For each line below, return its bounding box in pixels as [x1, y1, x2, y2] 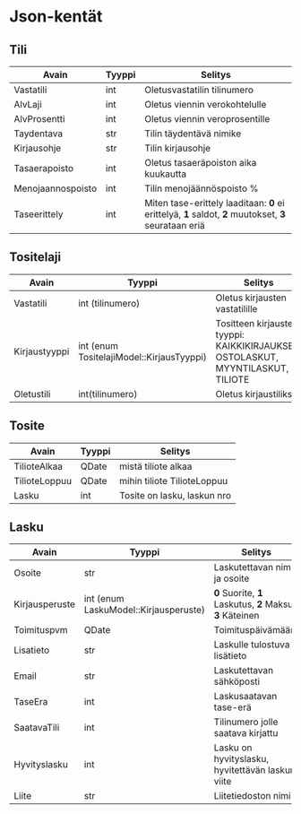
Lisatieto [13, 644, 50, 656]
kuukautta [144, 168, 186, 180]
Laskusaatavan [213, 690, 278, 703]
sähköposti [213, 675, 261, 688]
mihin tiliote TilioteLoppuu [119, 474, 228, 487]
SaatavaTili [13, 722, 60, 734]
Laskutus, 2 [213, 598, 263, 610]
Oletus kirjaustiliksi [215, 387, 295, 400]
